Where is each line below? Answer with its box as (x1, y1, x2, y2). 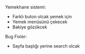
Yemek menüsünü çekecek (12, 19, 68, 25)
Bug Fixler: (5, 34, 27, 39)
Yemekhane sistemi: (5, 4, 46, 10)
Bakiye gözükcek (12, 24, 47, 30)
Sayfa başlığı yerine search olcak (12, 43, 80, 49)
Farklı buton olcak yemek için (12, 14, 72, 19)
